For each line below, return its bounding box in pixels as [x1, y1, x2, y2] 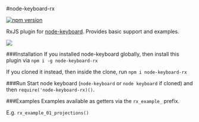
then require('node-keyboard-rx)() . [6, 86, 95, 93]
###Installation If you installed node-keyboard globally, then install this [6, 50, 179, 57]
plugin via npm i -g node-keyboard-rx [6, 57, 98, 64]
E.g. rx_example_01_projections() [6, 109, 89, 116]
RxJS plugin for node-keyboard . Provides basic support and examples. [6, 28, 179, 35]
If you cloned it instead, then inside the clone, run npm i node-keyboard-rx [6, 68, 187, 75]
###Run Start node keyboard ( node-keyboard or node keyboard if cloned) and [6, 80, 193, 86]
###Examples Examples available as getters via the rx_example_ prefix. [6, 98, 180, 104]
